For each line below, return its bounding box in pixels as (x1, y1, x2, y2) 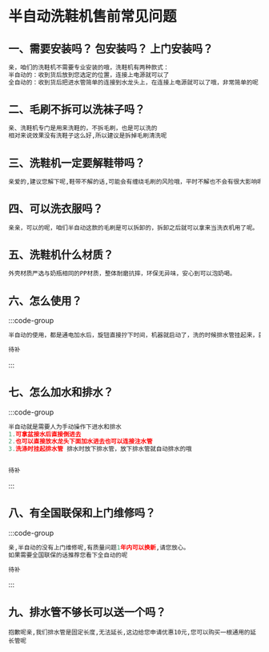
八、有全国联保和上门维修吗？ (8, 506, 156, 520)
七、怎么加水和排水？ (8, 386, 114, 399)
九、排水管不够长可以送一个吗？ (8, 605, 167, 618)
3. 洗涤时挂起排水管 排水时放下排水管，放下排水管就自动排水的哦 (8, 445, 192, 453)
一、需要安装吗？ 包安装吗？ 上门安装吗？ (8, 42, 214, 55)
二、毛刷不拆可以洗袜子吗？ (8, 103, 146, 116)
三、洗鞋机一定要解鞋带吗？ (8, 156, 146, 169)
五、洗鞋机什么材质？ (8, 248, 114, 261)
